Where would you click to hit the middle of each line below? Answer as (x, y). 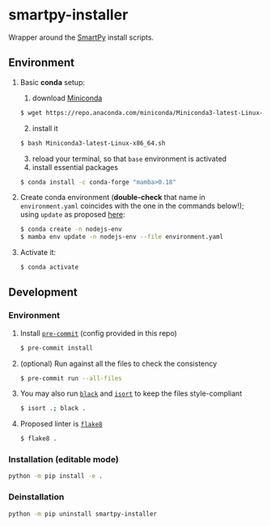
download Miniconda (67, 98)
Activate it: (38, 252)
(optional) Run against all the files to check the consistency (119, 363)
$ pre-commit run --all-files (71, 378)
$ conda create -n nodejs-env (71, 229)
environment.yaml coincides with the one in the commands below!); (132, 206)
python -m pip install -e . (56, 476)
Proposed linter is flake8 (61, 424)
